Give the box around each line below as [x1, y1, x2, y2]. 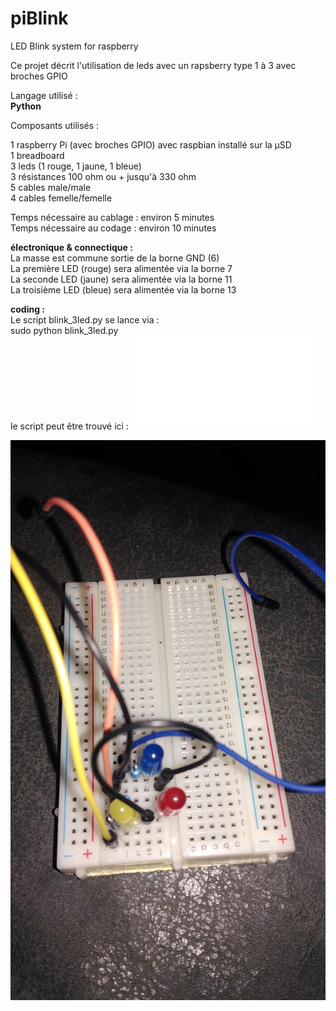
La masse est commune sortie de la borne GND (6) [10, 252, 220, 264]
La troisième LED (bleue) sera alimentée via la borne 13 [10, 283, 237, 296]
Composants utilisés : [10, 119, 100, 131]
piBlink [10, 7, 69, 30]
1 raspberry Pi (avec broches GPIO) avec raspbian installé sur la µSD [10, 138, 292, 151]
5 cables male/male [10, 181, 92, 193]
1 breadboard [10, 149, 65, 161]
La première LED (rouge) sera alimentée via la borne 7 [10, 262, 233, 274]
